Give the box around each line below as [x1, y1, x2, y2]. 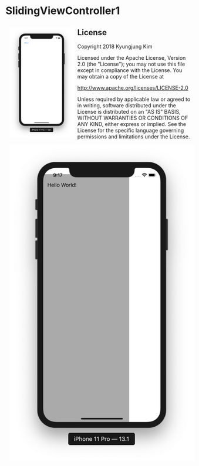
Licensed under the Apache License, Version [77, 55, 186, 61]
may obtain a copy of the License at [77, 73, 164, 80]
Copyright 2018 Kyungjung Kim [77, 43, 153, 50]
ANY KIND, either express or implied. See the [77, 121, 187, 127]
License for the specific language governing [77, 127, 184, 134]
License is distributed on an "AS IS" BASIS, [77, 108, 181, 115]
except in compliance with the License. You [77, 67, 183, 74]
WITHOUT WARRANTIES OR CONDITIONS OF [77, 114, 188, 121]
